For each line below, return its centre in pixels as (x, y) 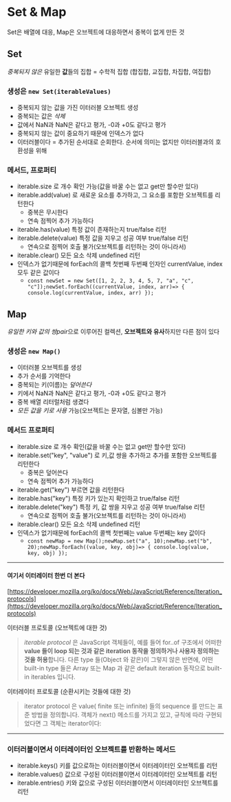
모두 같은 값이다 (38, 272)
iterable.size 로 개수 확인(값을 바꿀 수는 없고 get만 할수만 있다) (101, 446)
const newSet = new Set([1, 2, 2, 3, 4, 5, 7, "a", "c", (111, 281)
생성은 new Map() (34, 351)
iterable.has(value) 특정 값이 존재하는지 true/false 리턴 (92, 230)
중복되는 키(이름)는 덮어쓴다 (54, 385)
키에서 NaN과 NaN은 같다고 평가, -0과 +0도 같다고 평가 (91, 393)
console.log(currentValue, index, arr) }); (91, 293)
